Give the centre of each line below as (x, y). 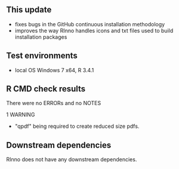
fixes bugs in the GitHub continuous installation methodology (90, 24)
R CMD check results (46, 89)
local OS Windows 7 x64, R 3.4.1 (54, 70)
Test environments (42, 56)
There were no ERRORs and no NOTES (54, 103)
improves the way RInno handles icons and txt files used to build (94, 30)
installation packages (41, 37)
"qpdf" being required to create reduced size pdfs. (77, 126)
